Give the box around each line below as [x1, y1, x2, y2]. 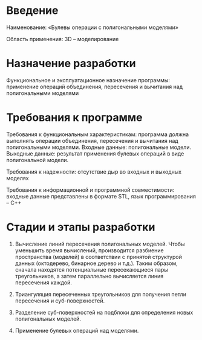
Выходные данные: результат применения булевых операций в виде [6, 149, 184, 157]
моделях [6, 174, 29, 181]
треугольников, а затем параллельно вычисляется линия [15, 272, 164, 280]
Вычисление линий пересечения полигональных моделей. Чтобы [15, 240, 185, 247]
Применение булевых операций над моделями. [15, 327, 139, 334]
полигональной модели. [6, 156, 69, 163]
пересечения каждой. [15, 279, 73, 286]
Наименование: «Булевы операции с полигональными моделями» [6, 24, 178, 31]
